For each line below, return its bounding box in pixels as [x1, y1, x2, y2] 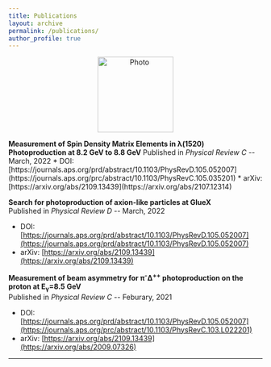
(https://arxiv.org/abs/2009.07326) [19, 342, 137, 352]
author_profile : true [8, 34, 81, 43]
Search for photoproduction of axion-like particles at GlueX [8, 198, 211, 207]
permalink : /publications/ [8, 27, 99, 35]
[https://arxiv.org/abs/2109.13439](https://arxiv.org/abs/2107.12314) [8, 182, 232, 192]
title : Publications [8, 11, 78, 20]
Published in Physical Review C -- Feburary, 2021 [8, 292, 173, 302]
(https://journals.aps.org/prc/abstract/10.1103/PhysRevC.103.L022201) [19, 324, 252, 335]
